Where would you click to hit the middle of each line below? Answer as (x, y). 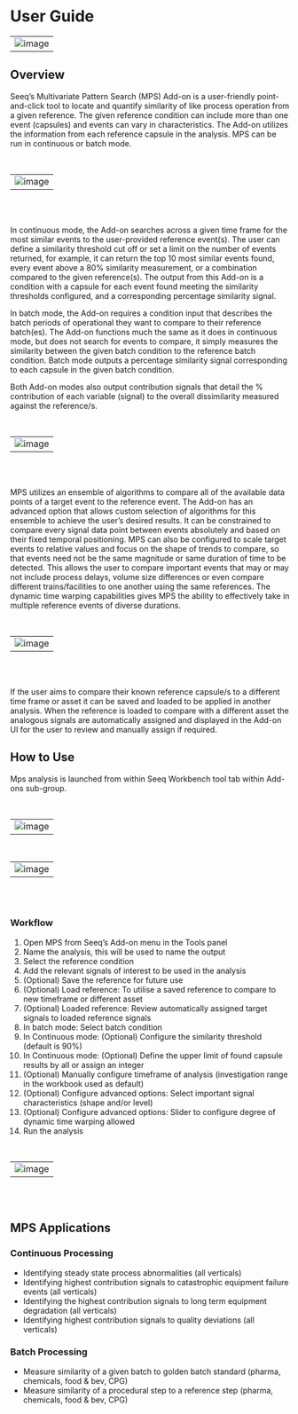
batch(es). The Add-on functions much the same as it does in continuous (144, 332)
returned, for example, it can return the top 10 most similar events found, (142, 258)
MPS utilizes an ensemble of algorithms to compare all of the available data (148, 492)
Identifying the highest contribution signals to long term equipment (145, 1300)
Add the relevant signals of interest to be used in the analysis (134, 970)
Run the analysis (53, 1131)
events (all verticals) (60, 1292)
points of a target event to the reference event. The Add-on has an (132, 501)
